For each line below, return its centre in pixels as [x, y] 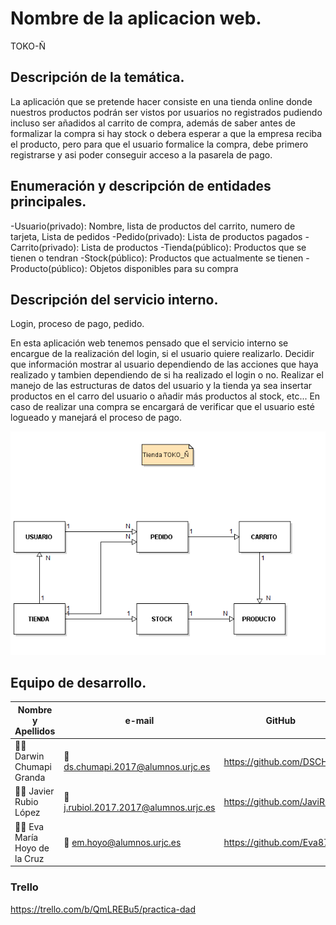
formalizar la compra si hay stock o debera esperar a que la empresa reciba [166, 133]
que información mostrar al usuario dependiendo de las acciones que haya [164, 364]
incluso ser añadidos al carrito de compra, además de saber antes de [153, 123]
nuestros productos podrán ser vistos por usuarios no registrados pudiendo [166, 112]
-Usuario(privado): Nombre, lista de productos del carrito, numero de [153, 226]
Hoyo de [32, 848]
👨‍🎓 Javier [34, 791]
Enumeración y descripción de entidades [141, 186]
